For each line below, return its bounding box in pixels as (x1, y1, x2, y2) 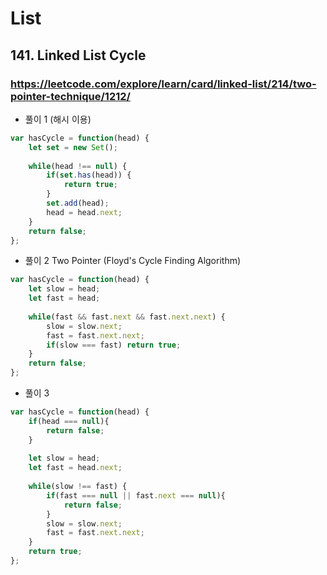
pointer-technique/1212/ (10, 89, 131, 103)
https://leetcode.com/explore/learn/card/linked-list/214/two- (10, 77, 317, 91)
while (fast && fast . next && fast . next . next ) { (28, 312, 226, 322)
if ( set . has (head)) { (46, 170, 132, 181)
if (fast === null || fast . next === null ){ (46, 490, 226, 501)
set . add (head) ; (46, 198, 110, 208)
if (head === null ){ (28, 416, 110, 426)
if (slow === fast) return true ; (46, 340, 182, 350)
